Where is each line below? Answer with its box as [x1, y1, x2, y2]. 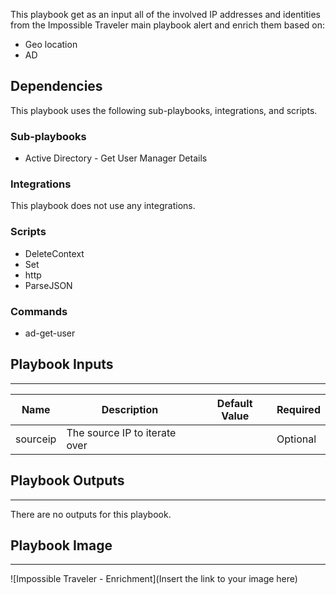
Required [276, 402, 321, 416]
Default [216, 396, 253, 410]
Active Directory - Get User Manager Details [24, 152, 208, 164]
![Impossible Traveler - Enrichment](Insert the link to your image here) [10, 573, 298, 585]
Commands [10, 304, 68, 318]
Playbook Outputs [10, 472, 125, 489]
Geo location [24, 39, 78, 50]
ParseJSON [24, 279, 73, 291]
